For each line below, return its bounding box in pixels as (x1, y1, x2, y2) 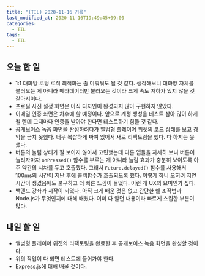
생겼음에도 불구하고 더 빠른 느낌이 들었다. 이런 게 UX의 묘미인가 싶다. (31, 179, 196, 186)
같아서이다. (15, 95, 42, 102)
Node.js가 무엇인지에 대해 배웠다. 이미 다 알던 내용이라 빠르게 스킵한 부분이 (15, 194, 195, 202)
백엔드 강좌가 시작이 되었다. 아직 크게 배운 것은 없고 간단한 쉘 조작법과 (15, 187, 182, 194)
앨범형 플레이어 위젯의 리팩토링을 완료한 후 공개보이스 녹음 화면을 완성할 (15, 239, 187, 246)
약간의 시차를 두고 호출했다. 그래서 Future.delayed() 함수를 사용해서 (21, 164, 187, 171)
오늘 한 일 (6, 62, 40, 73)
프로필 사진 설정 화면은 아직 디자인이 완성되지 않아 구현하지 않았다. (15, 102, 174, 109)
